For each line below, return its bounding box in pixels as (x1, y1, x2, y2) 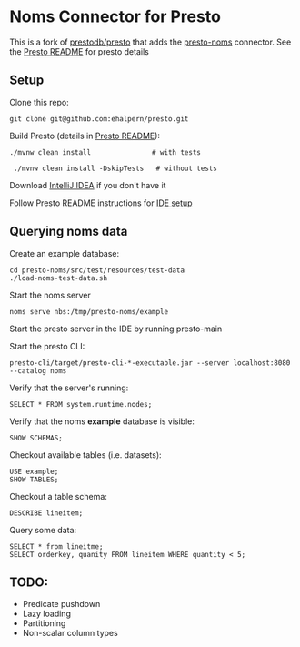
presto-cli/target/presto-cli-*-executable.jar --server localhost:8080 (9, 358, 291, 368)
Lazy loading (22, 608, 71, 620)
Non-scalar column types (22, 628, 118, 639)
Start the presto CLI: (9, 340, 85, 351)
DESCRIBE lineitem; (9, 508, 84, 518)
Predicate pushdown (22, 599, 101, 610)
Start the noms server (9, 289, 91, 300)
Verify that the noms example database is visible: (9, 416, 195, 427)
